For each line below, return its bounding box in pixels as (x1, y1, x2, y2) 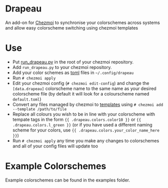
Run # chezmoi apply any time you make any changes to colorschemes (12, 137, 159, 143)
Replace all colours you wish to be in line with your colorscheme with (12, 111, 155, 117)
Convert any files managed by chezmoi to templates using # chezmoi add (12, 101, 163, 107)
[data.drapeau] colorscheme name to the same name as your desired (12, 85, 156, 91)
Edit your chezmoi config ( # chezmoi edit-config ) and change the (12, 80, 149, 86)
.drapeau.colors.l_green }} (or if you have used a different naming (12, 121, 153, 127)
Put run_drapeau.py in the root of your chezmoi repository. (12, 58, 134, 65)
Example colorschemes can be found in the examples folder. (5, 177, 130, 183)
